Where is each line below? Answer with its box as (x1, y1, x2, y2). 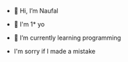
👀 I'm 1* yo (13, 20, 45, 28)
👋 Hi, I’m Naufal (13, 7, 58, 15)
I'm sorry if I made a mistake (13, 47, 96, 55)
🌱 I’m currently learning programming (13, 33, 122, 42)
